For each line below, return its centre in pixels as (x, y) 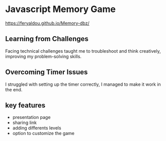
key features (25, 105)
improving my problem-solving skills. (44, 56)
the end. (14, 89)
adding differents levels (37, 128)
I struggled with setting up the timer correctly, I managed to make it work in (83, 84)
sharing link (24, 123)
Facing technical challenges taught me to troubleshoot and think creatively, (83, 51)
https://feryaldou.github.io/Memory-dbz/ (47, 23)
